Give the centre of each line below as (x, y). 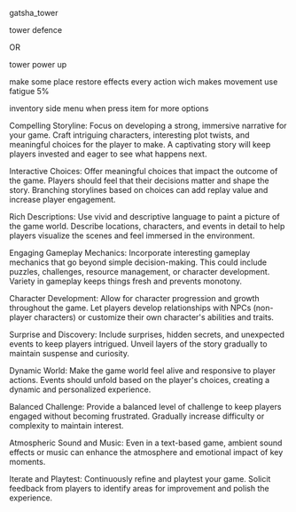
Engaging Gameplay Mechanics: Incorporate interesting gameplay (130, 253)
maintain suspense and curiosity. (70, 353)
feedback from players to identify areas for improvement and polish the (139, 488)
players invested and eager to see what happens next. (108, 154)
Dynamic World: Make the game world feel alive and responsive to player (143, 371)
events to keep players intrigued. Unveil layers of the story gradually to (138, 344)
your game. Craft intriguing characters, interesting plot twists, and (129, 135)
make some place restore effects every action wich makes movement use (144, 82)
